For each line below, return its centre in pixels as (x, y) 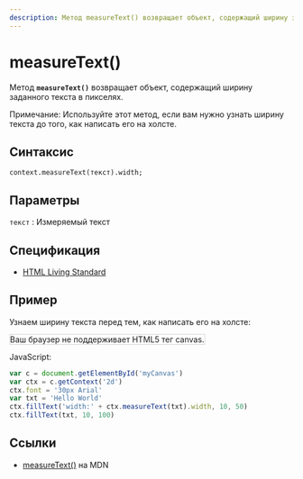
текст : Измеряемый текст (60, 222)
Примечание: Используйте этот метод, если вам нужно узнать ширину (147, 114)
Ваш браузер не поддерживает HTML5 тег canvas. (107, 339)
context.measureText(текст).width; (76, 173)
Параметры (45, 200)
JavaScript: (31, 357)
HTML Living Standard (64, 272)
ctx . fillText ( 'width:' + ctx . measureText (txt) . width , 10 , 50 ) (129, 407)
